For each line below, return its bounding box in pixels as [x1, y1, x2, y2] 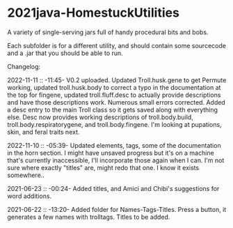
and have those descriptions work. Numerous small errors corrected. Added [7, 98, 226, 106]
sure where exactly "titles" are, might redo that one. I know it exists [7, 163, 200, 172]
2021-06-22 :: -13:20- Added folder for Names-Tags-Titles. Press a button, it [7, 205, 227, 213]
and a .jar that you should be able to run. [7, 49, 123, 57]
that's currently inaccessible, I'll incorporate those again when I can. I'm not [7, 155, 225, 165]
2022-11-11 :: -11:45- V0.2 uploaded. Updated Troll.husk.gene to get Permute [7, 75, 227, 84]
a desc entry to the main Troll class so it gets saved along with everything [7, 105, 218, 114]
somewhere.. [7, 171, 45, 179]
